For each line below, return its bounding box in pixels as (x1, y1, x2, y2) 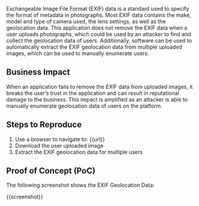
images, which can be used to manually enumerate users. (6, 50, 149, 56)
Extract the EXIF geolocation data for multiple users (14, 148, 143, 156)
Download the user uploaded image (14, 142, 104, 149)
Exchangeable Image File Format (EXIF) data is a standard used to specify (6, 5, 189, 12)
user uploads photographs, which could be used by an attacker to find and (6, 31, 191, 38)
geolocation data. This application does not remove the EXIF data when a (6, 24, 188, 31)
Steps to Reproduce (6, 120, 82, 130)
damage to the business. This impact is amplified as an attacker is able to (6, 95, 188, 103)
